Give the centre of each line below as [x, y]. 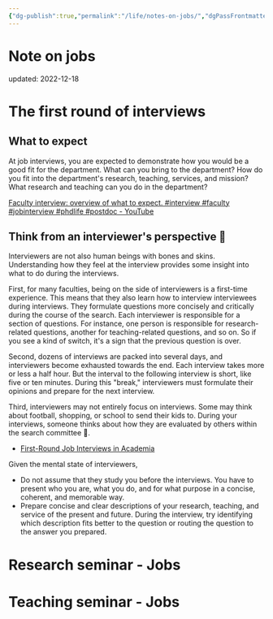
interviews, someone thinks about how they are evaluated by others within [133, 424]
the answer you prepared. [63, 532]
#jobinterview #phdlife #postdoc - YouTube [81, 211]
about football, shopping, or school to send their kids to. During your [123, 416]
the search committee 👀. [50, 433]
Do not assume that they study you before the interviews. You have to [137, 480]
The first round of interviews [107, 111]
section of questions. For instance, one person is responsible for [116, 324]
